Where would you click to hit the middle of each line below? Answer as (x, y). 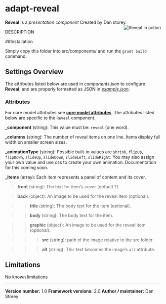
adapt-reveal (32, 9)
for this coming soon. (27, 168)
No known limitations (26, 277)
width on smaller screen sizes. (36, 142)
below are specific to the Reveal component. (50, 118)
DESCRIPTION (20, 32)
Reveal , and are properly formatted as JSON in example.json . (67, 89)
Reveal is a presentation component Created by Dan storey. (66, 22)
